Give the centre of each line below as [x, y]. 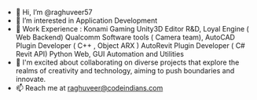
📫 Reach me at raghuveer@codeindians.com [89, 88]
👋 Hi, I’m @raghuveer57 [54, 12]
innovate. [31, 79]
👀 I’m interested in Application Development [86, 20]
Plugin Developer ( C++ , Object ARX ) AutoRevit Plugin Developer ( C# [130, 46]
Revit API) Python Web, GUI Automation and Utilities [100, 54]
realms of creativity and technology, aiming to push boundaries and [125, 70]
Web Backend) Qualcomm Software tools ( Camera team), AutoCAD [125, 37]
